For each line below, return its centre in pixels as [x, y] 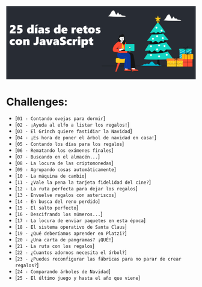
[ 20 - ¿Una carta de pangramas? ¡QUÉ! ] [64, 240]
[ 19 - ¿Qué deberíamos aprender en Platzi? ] [71, 233]
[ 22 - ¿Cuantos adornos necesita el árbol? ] [71, 252]
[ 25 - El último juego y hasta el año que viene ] [78, 278]
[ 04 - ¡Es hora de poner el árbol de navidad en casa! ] [86, 137]
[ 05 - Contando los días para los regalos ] [69, 144]
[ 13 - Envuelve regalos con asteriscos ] [65, 195]
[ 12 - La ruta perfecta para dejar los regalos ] [76, 189]
